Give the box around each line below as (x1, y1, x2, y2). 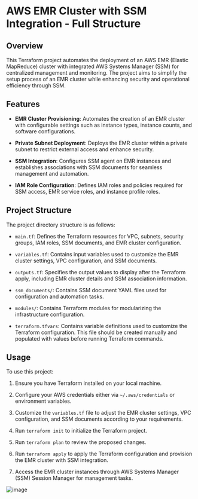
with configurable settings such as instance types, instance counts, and (14, 121, 193, 128)
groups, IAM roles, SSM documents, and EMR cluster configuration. (14, 239, 182, 246)
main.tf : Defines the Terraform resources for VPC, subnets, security (14, 232, 184, 240)
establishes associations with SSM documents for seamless (14, 163, 163, 171)
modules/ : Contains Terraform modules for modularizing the (14, 304, 162, 311)
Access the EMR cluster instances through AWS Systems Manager (14, 468, 179, 476)
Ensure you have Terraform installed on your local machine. (14, 379, 162, 387)
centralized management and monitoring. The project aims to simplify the (6, 69, 187, 76)
